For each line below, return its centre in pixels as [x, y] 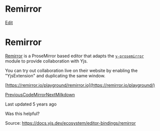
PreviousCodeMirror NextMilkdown [40, 94]
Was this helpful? [23, 113]
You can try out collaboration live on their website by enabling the [71, 70]
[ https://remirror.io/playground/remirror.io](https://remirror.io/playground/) [80, 85]
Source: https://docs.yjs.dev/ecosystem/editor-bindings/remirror [70, 123]
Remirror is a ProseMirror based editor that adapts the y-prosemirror [75, 56]
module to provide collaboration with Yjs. [47, 61]
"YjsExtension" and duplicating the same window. [55, 76]
